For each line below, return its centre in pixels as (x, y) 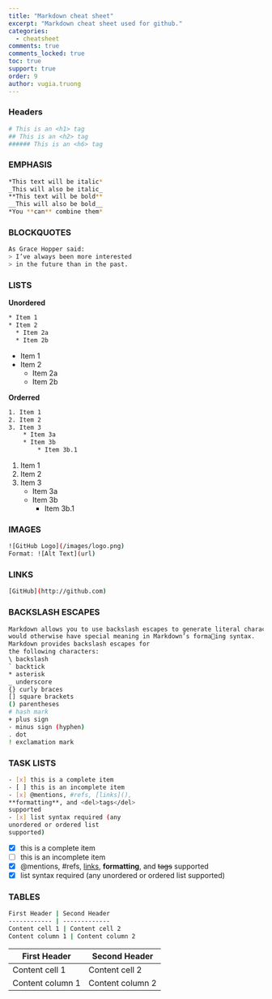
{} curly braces (36, 689)
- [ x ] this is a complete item (61, 779)
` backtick (27, 667)
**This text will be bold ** (56, 197)
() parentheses (34, 705)
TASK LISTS (32, 763)
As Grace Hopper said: (47, 249)
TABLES (24, 897)
